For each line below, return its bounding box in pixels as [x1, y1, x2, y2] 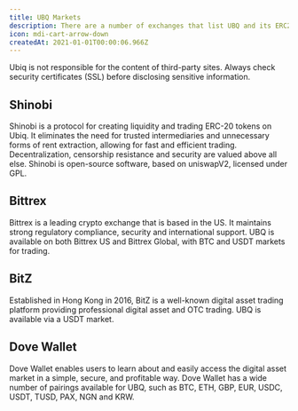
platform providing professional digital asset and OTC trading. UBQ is [9, 304, 262, 315]
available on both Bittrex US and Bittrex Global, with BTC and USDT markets [9, 236, 286, 247]
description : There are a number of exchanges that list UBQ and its [9, 21, 272, 30]
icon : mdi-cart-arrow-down [9, 29, 109, 38]
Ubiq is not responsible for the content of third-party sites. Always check [9, 62, 276, 73]
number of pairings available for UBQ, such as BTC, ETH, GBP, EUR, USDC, [9, 382, 283, 392]
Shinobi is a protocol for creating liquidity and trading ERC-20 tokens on [9, 121, 272, 131]
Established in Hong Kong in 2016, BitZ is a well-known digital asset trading [9, 295, 284, 305]
